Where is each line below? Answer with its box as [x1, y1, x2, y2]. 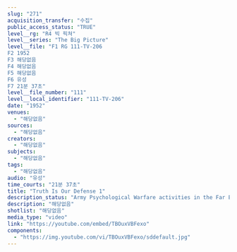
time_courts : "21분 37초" [7, 181, 81, 188]
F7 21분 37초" [7, 83, 46, 90]
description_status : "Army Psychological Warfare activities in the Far [7, 194, 226, 201]
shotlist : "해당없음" [7, 208, 65, 215]
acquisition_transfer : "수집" [7, 17, 93, 24]
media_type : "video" [7, 214, 68, 221]
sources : [7, 121, 33, 129]
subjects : [7, 148, 37, 155]
